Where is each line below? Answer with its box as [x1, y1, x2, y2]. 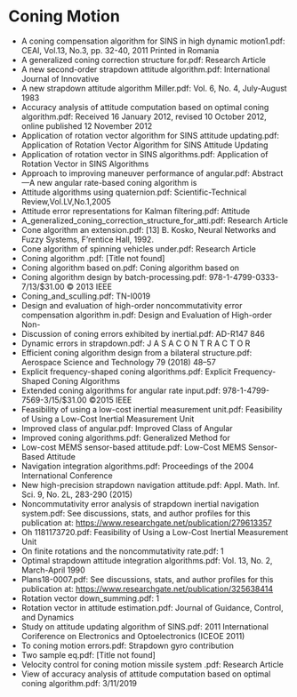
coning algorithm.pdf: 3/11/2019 [20, 677, 138, 688]
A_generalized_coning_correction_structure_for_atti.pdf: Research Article [20, 215, 288, 226]
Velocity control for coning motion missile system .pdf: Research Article [20, 659, 284, 669]
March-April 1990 [20, 565, 85, 575]
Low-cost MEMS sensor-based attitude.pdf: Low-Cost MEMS [20, 442, 246, 453]
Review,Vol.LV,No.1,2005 [20, 196, 112, 206]
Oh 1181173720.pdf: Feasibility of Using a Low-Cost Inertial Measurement [20, 526, 289, 537]
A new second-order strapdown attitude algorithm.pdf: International [20, 64, 270, 75]
